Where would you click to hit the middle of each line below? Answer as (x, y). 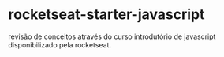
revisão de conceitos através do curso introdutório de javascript (112, 36)
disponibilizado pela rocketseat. (60, 44)
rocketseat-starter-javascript (106, 15)
